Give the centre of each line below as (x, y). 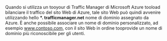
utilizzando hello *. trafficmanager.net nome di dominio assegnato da (77, 18)
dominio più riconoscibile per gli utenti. (45, 33)
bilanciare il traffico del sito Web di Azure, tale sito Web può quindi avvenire (83, 12)
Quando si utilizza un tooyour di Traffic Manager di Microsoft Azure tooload (83, 7)
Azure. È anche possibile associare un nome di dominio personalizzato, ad (82, 23)
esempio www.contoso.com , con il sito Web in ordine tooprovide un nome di (84, 28)
